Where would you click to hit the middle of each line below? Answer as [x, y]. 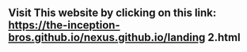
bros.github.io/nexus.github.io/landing [107, 37]
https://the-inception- [64, 26]
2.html [224, 37]
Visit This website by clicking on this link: [112, 13]
